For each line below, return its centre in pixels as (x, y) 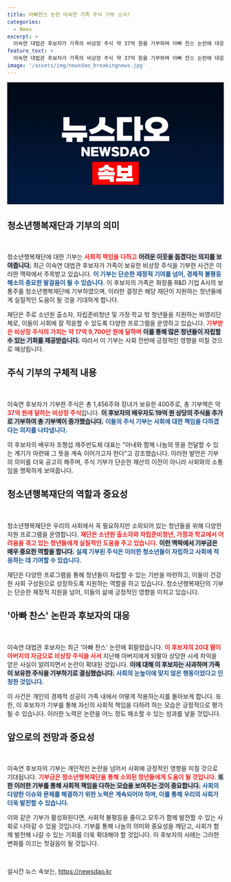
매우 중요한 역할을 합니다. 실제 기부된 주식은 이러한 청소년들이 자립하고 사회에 (110, 551)
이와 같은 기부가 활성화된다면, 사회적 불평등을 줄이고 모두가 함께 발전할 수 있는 (112, 818)
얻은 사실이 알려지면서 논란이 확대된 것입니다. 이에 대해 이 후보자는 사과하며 (107, 664)
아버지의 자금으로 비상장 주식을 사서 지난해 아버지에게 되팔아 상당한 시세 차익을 (112, 656)
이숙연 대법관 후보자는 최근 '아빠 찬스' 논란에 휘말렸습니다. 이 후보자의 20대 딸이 (114, 647)
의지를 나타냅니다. (44, 430)
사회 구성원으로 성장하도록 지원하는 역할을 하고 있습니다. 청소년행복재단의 (112, 583)
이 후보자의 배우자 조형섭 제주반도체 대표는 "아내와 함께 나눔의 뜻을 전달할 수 (109, 444)
